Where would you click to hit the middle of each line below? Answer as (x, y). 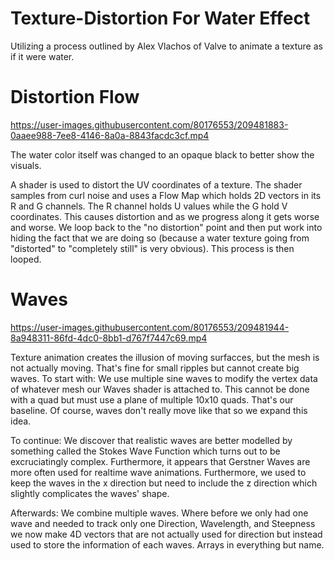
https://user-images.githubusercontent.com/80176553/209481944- (150, 327)
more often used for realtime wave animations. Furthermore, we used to (158, 472)
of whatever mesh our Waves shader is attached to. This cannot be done (160, 389)
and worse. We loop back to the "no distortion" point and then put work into (166, 227)
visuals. (26, 165)
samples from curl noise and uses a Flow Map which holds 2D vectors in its (166, 195)
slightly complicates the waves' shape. (90, 493)
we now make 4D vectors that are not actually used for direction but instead (166, 534)
